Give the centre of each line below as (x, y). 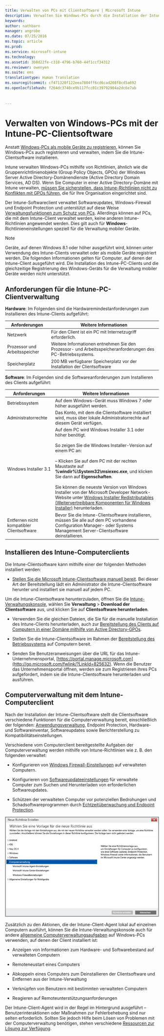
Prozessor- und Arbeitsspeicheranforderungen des (103, 349)
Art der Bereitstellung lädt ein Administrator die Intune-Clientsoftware (82, 584)
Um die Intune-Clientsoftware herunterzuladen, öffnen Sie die (67, 599)
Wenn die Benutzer (133, 664)
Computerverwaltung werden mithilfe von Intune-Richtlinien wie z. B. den (79, 750)
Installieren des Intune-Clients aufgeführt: (47, 314)
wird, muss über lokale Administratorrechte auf (102, 418)
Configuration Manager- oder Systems (94, 525)
